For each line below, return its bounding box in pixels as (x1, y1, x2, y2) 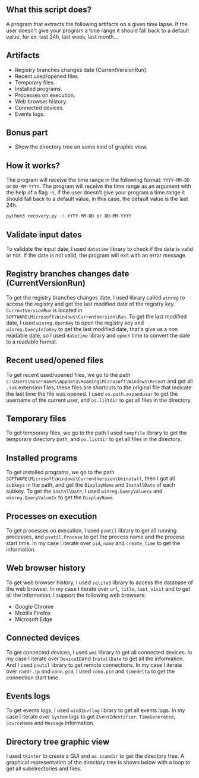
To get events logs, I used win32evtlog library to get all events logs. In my (6, 707, 185, 714)
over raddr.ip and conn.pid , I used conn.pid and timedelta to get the (6, 667, 175, 675)
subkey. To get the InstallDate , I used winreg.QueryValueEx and (6, 487, 163, 495)
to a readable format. (6, 338, 58, 345)
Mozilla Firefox (14, 609, 51, 616)
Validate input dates (6, 229, 82, 240)
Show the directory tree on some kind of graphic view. (14, 143, 148, 150)
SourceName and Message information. (6, 719, 95, 727)
